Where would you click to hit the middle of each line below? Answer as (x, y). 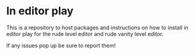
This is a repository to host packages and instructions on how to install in (98, 27)
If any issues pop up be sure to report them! (61, 45)
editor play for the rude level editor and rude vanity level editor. (85, 33)
